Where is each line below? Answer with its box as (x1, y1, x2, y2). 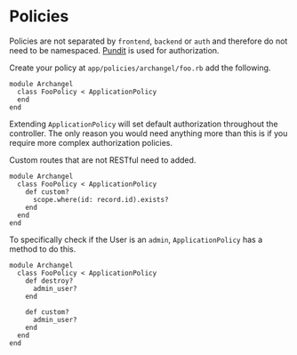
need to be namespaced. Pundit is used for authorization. (9, 44, 220, 55)
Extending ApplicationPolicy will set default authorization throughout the (9, 118, 278, 129)
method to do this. (9, 243, 76, 254)
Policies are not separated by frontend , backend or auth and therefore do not (9, 36, 288, 46)
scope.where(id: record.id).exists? (32, 195, 169, 204)
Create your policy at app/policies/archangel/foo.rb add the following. (9, 62, 271, 73)
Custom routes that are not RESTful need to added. (9, 154, 197, 165)
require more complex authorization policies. (9, 137, 173, 148)
